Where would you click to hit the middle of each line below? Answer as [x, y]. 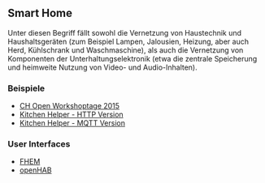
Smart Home [40, 13]
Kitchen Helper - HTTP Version [71, 115]
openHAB [35, 170]
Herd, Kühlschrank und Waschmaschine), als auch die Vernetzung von [126, 50]
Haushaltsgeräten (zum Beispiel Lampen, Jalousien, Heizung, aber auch [128, 41]
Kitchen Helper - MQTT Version [72, 123]
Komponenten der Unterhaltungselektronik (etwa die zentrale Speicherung [132, 58]
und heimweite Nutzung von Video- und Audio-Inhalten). [102, 67]
